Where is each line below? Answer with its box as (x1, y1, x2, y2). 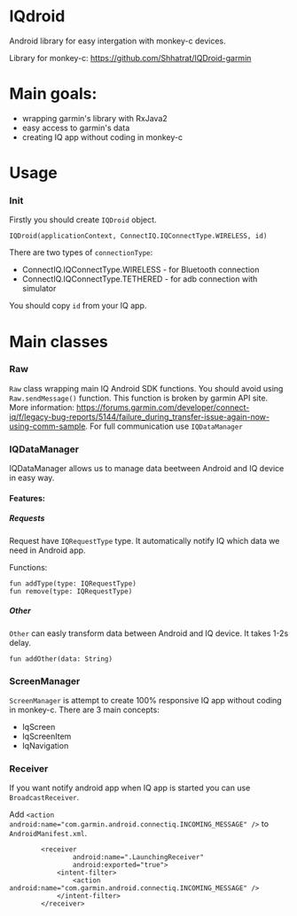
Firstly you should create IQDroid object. (9, 214, 157, 225)
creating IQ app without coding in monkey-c (21, 131, 184, 143)
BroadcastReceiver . (9, 792, 80, 803)
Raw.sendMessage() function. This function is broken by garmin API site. (9, 392, 269, 403)
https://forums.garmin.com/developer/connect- (76, 401, 250, 413)
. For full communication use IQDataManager (85, 421, 244, 431)
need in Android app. (9, 545, 86, 555)
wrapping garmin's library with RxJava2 (21, 113, 168, 123)
